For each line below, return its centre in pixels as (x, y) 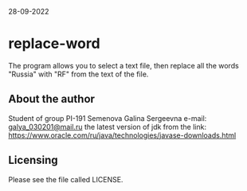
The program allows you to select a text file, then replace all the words (123, 65)
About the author (52, 99)
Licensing (33, 160)
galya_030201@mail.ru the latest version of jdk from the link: (108, 127)
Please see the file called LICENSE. (66, 179)
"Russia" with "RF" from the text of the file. (78, 74)
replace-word (55, 44)
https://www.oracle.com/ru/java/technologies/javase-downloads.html (122, 135)
